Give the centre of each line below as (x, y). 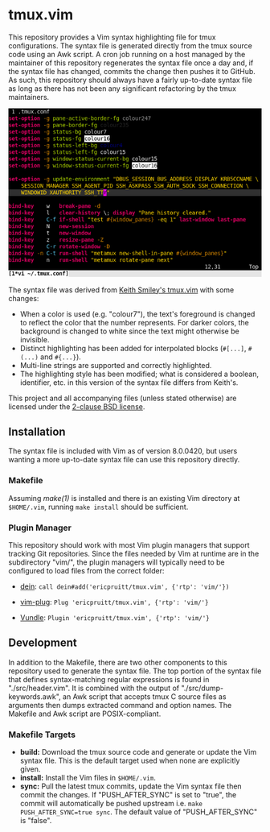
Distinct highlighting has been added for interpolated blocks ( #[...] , (133, 348)
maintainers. (29, 97)
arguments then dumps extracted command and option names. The (120, 705)
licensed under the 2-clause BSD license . (77, 406)
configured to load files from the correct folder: (86, 571)
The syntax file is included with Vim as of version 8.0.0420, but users (123, 451)
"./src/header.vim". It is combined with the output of (94, 688)
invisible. (35, 339)
